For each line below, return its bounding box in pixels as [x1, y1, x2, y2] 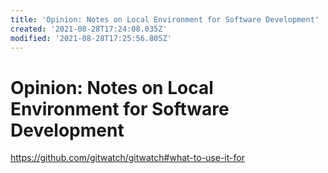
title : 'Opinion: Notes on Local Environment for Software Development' [10, 14, 320, 25]
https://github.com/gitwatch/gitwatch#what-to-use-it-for [10, 152, 245, 164]
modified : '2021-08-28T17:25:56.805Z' [10, 33, 172, 43]
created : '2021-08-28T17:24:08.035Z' [10, 24, 168, 34]
